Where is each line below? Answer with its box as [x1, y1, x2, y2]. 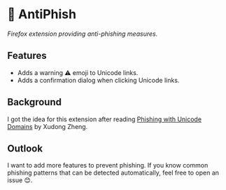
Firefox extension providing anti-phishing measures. [7, 29, 158, 38]
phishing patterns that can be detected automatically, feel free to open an [7, 168, 219, 177]
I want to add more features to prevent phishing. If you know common [7, 161, 209, 170]
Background [7, 96, 62, 108]
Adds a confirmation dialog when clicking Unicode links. [17, 76, 180, 84]
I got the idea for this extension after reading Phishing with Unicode [7, 115, 202, 123]
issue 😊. [7, 176, 33, 184]
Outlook [7, 142, 43, 154]
